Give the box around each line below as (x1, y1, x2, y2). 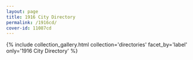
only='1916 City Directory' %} (6, 48, 78, 55)
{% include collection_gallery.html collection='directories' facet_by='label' (6, 41, 188, 48)
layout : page (6, 8, 39, 15)
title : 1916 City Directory (6, 14, 76, 20)
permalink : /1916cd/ (6, 19, 58, 25)
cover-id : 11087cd (6, 25, 52, 31)
